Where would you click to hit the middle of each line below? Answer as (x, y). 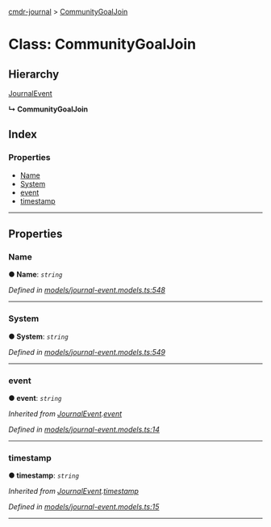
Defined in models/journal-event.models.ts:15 (84, 507)
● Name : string (35, 275)
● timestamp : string (44, 475)
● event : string (35, 398)
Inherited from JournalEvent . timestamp (74, 491)
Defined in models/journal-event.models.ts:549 (87, 352)
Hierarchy (34, 74)
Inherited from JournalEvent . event (65, 413)
